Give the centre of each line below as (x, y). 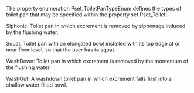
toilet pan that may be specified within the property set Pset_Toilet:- (88, 15)
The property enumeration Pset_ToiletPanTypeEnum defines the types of (94, 8)
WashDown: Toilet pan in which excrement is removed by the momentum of (97, 61)
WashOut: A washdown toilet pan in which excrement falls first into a (89, 79)
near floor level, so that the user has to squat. (61, 50)
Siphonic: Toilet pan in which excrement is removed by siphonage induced (96, 26)
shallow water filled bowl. (37, 85)
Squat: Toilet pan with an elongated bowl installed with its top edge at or (93, 44)
